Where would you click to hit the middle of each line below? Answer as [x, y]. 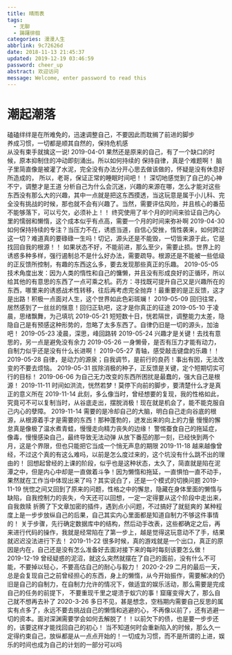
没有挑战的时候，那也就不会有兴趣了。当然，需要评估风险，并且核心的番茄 [119, 204]
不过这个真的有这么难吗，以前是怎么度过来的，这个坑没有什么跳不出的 [119, 454]
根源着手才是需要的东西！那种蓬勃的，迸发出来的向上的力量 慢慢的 [120, 420]
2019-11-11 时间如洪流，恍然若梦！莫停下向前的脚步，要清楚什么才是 [118, 385]
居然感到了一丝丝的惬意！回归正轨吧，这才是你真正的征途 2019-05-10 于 [110, 308]
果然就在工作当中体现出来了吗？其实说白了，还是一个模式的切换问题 [104, 481]
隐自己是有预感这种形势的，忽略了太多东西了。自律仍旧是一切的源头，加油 [113, 325]
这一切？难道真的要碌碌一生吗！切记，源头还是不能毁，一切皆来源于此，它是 [116, 239]
